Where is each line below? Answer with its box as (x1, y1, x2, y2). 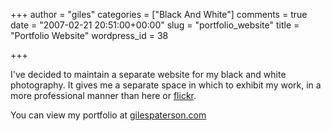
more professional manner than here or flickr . (10, 90, 197, 101)
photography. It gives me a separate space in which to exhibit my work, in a (10, 79, 322, 91)
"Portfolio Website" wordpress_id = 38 (10, 30, 169, 41)
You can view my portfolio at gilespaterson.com (10, 109, 207, 121)
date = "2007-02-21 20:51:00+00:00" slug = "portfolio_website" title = (10, 19, 300, 31)
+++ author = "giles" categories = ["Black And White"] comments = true (10, 9, 308, 20)
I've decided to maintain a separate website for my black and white (10, 69, 287, 80)
